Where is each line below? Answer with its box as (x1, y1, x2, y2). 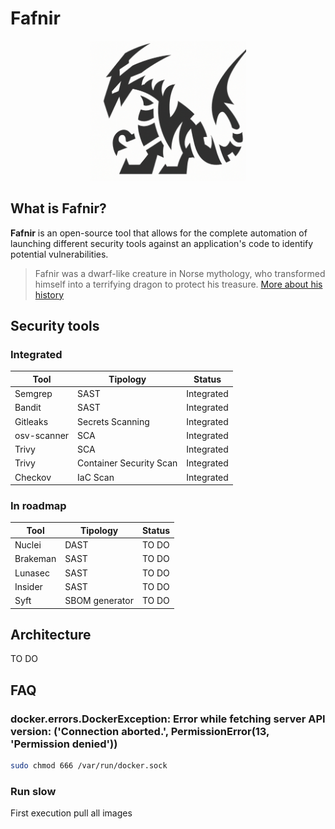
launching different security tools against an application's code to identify (10, 237, 314, 249)
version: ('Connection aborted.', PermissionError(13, (10, 724, 270, 738)
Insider (14, 580, 43, 592)
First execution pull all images (10, 807, 133, 819)
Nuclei (14, 539, 42, 551)
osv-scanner (14, 429, 70, 441)
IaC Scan (77, 471, 115, 483)
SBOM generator (64, 595, 134, 607)
